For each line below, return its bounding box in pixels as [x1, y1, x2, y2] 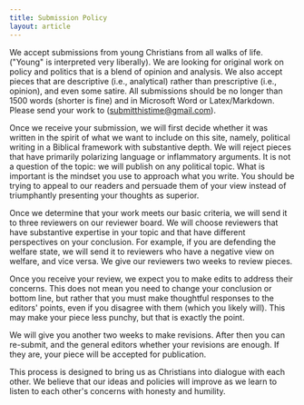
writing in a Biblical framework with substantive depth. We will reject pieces [9, 142, 292, 153]
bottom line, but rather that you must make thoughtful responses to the [9, 292, 274, 303]
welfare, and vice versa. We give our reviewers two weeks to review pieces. [9, 255, 293, 266]
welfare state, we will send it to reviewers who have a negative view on [9, 246, 275, 257]
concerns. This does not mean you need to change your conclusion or [9, 282, 272, 293]
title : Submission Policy [9, 13, 107, 23]
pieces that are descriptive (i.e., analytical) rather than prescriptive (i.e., [9, 75, 277, 86]
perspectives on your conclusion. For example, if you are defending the [9, 236, 277, 247]
